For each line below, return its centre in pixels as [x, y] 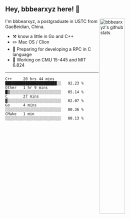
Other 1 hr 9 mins [27, 87]
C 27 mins [22, 96]
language [22, 54]
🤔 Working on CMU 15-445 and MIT [49, 59]
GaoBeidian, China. [25, 26]
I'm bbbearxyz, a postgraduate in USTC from [51, 21]
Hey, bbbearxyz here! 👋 [42, 9]
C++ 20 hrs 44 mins [30, 79]
